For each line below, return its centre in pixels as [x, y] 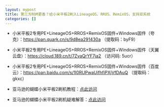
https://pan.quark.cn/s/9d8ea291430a [62, 39]
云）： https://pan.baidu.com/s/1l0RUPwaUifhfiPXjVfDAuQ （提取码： [82, 73]
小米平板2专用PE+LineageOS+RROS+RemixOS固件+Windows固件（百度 [85, 66]
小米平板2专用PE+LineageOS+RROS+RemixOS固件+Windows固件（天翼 [85, 50]
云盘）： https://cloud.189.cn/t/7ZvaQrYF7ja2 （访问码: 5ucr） [74, 56]
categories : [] [21, 19]
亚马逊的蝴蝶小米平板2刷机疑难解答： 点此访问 [59, 100]
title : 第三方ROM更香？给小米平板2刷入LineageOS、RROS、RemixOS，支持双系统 [78, 14]
